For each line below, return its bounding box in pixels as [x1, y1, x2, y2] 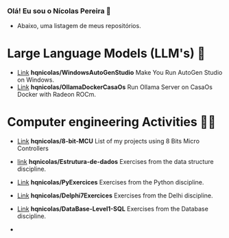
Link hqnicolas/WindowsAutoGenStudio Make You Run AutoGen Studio [16, 69, 223, 77]
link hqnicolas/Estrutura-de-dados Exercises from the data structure [16, 158, 214, 166]
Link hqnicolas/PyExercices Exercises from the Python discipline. [16, 178, 204, 187]
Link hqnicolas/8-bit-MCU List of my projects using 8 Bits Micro [16, 137, 200, 145]
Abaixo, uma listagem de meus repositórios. [16, 22, 142, 30]
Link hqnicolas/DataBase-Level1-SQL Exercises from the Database [16, 205, 209, 213]
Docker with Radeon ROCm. [16, 91, 97, 99]
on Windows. [16, 75, 55, 84]
